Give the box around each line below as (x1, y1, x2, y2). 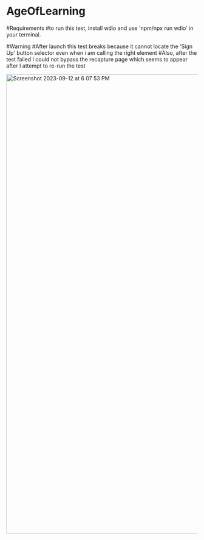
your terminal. (6, 30, 41, 38)
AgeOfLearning (6, 4, 86, 18)
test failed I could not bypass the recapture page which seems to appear (6, 55, 188, 63)
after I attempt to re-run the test (6, 62, 86, 69)
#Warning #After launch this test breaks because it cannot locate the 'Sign (6, 43, 193, 50)
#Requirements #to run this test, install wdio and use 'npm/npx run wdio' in (6, 24, 194, 32)
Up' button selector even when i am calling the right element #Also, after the (6, 49, 197, 56)
